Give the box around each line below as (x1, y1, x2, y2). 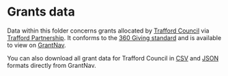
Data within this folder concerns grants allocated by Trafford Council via (7, 26, 210, 35)
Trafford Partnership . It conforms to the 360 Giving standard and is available (7, 33, 222, 41)
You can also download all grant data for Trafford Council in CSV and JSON (7, 54, 219, 62)
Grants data (7, 4, 75, 20)
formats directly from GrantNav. (7, 61, 97, 69)
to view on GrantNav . (7, 41, 66, 49)
